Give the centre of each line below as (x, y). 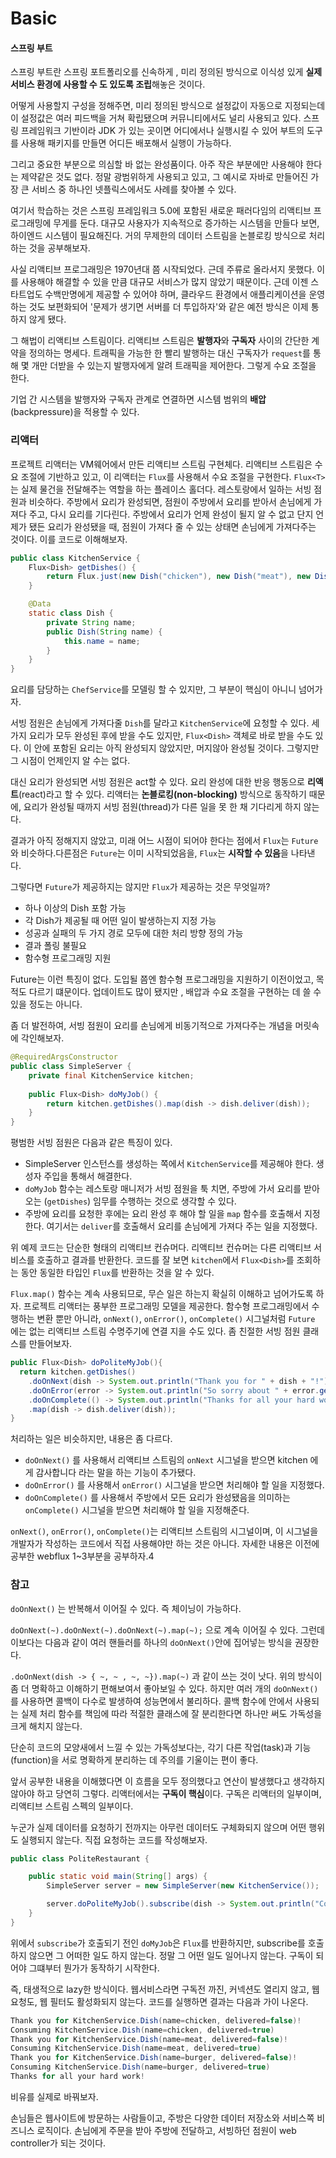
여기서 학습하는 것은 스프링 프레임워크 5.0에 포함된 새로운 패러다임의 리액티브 (161, 211)
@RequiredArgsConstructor (64, 1057)
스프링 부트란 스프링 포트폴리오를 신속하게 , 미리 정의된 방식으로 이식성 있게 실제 (166, 72)
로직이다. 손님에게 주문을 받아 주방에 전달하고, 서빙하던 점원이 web (166, 2130)
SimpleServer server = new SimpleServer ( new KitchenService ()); (183, 1886)
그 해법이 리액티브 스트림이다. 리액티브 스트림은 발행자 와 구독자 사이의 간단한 (160, 341)
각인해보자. (42, 1038)
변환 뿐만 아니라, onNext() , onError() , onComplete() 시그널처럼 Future (176, 1319)
